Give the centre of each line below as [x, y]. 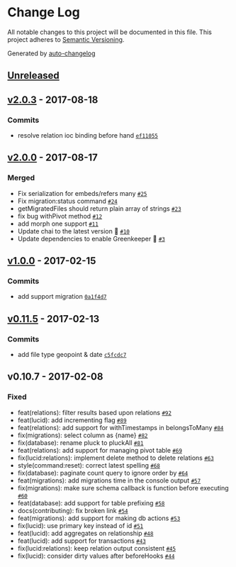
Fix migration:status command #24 [68, 201]
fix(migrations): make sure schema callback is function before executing [123, 488]
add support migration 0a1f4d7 [62, 297]
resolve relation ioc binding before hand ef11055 [88, 136]
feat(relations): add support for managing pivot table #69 [100, 450]
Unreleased [34, 76]
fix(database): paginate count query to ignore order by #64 [103, 473]
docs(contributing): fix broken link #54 [73, 510]
